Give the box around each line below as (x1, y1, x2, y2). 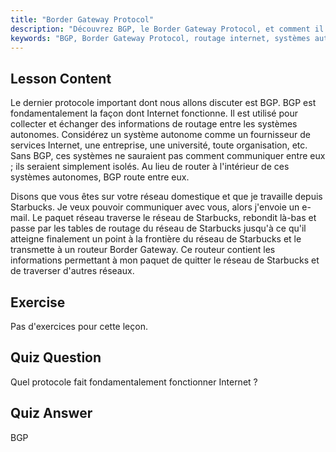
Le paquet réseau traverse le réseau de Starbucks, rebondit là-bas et (31, 212, 317, 224)
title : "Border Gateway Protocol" (10, 14, 155, 25)
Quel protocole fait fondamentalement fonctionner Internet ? (10, 376, 258, 388)
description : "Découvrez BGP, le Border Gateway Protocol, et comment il (10, 24, 325, 34)
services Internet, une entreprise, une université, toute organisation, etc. (10, 139, 308, 151)
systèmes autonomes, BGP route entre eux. (10, 171, 190, 183)
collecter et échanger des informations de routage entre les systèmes (10, 118, 298, 130)
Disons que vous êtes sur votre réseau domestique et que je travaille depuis (10, 191, 323, 203)
